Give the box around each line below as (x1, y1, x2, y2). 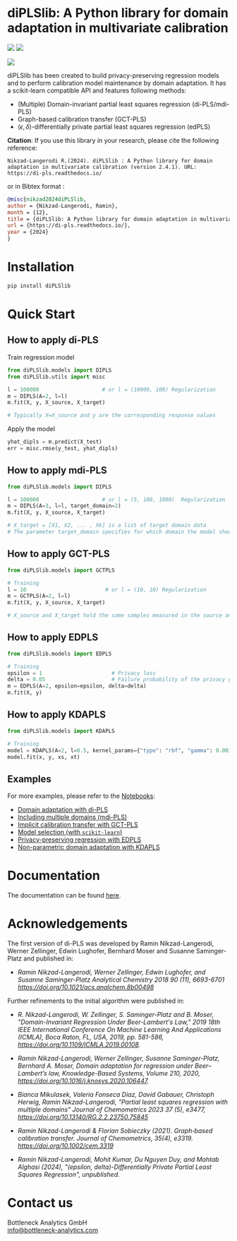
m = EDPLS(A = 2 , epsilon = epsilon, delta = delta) (7, 683, 147, 690)
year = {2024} (7, 228, 49, 236)
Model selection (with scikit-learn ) (17, 828, 123, 837)
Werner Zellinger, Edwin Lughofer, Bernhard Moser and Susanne (7, 947, 195, 955)
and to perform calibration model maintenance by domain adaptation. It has (7, 78, 226, 87)
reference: (7, 143, 37, 152)
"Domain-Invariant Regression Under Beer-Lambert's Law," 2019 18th (17, 1018, 221, 1026)
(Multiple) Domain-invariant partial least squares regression (17, 100, 190, 108)
